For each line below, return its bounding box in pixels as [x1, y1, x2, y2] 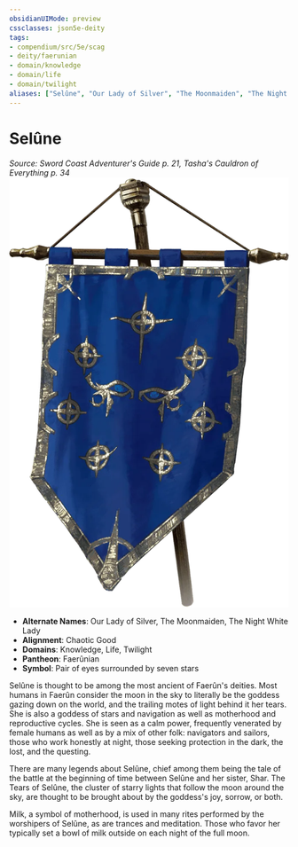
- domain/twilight [9, 80, 77, 89]
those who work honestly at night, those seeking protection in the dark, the [9, 736, 284, 747]
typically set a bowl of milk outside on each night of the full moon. [9, 827, 250, 838]
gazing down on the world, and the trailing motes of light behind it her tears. [9, 699, 286, 710]
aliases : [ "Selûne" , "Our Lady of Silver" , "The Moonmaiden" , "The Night [9, 89, 288, 98]
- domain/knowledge [9, 61, 82, 70]
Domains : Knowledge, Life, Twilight [21, 644, 153, 655]
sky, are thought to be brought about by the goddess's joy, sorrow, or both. [9, 791, 284, 802]
